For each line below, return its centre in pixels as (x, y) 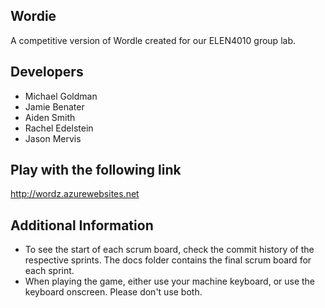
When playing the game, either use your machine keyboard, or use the (170, 281)
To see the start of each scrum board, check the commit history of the (169, 250)
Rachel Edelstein (59, 128)
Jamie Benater (54, 106)
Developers (47, 72)
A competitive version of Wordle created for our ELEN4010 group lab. (153, 40)
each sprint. (49, 271)
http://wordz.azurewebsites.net (75, 194)
